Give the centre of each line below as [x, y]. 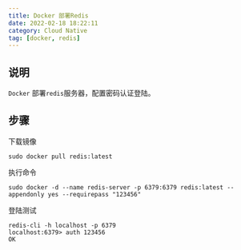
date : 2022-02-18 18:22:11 [53, 23]
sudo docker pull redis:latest [60, 157]
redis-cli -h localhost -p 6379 [62, 225]
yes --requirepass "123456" [94, 194]
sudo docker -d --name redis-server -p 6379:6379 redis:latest [116, 187]
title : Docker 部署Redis [48, 16]
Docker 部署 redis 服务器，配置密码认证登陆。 [82, 93]
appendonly [26, 194]
